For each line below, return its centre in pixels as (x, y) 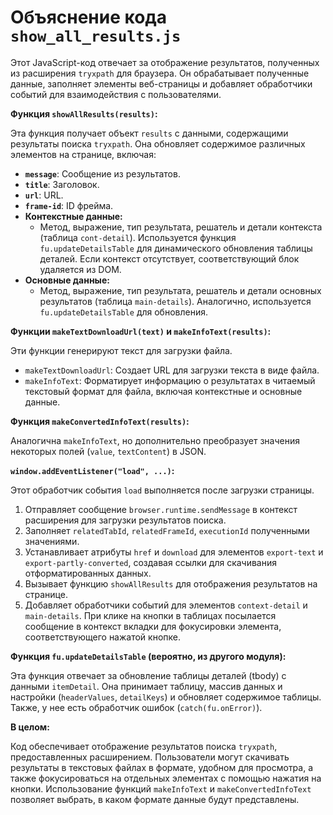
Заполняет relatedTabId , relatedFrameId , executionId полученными (167, 530)
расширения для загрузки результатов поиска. (125, 520)
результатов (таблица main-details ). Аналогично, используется (175, 301)
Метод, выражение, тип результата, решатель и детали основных (180, 290)
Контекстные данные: (73, 216)
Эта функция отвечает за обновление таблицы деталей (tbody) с (148, 675)
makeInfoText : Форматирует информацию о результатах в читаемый (170, 380)
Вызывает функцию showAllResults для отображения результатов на (171, 583)
